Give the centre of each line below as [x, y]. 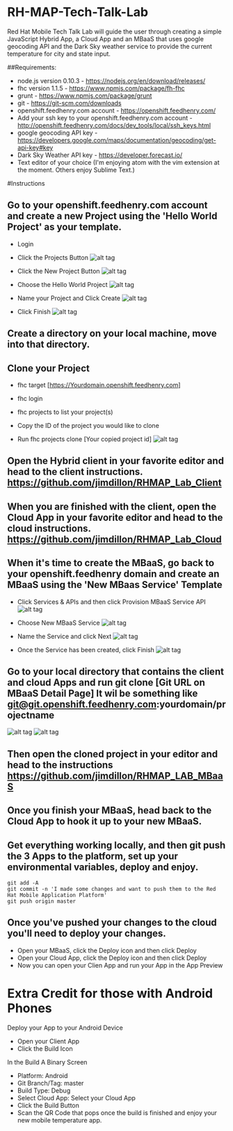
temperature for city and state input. [59, 54]
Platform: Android [42, 1075]
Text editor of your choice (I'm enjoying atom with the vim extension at [119, 162]
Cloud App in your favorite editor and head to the [115, 517]
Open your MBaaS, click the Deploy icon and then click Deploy [107, 950]
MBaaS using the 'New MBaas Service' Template [115, 585]
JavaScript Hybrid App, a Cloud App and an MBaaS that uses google [105, 38]
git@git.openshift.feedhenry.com [82, 704]
